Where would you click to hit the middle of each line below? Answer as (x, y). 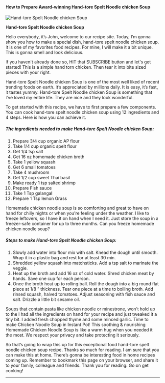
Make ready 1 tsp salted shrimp (44, 183)
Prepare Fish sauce (32, 188)
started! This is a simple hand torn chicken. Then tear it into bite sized (76, 67)
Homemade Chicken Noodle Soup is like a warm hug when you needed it (79, 330)
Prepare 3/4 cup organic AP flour (46, 141)
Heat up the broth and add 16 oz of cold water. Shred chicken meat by (83, 274)
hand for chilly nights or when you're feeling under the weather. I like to (77, 213)
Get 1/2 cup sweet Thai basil (41, 178)
